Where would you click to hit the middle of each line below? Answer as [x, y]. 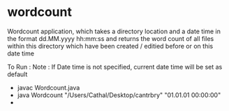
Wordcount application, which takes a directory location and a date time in [114, 31]
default [17, 74]
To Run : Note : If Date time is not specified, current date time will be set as [115, 67]
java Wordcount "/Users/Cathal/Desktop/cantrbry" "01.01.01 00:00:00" [119, 95]
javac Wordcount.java [49, 87]
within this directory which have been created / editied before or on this [110, 46]
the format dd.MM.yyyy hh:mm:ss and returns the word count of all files [111, 38]
